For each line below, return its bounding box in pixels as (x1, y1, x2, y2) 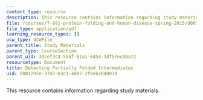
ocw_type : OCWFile (6, 37, 53, 43)
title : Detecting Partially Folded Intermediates (6, 64, 134, 71)
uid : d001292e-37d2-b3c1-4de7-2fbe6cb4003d (6, 70, 118, 77)
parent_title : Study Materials (6, 43, 85, 49)
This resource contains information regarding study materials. (6, 87, 160, 94)
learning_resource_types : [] (6, 31, 80, 37)
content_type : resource (6, 8, 66, 15)
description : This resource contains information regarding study (6, 14, 177, 20)
